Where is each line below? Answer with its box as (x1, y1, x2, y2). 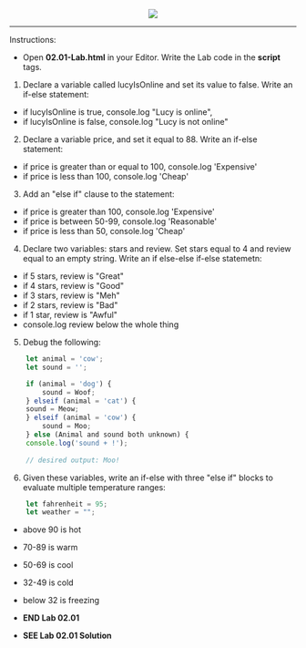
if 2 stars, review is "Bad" (22, 300, 118, 310)
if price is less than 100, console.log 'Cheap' (22, 171, 189, 181)
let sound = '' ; (25, 363, 88, 372)
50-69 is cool (22, 560, 74, 571)
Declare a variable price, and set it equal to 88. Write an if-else (22, 134, 258, 145)
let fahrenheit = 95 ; (25, 499, 107, 509)
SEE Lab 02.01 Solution (22, 630, 112, 642)
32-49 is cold (22, 577, 75, 588)
